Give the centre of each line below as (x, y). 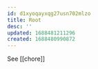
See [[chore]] (26, 59)
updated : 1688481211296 (41, 33)
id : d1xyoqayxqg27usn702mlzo (49, 13)
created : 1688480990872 (41, 39)
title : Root (24, 20)
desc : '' (20, 26)
